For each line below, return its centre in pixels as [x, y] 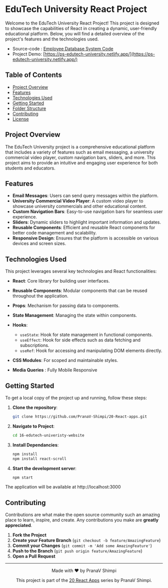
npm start [23, 477]
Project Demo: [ [28, 54]
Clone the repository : [35, 407]
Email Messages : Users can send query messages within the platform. [85, 195]
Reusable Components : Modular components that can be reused [80, 290]
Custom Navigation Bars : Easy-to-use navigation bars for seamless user [87, 211]
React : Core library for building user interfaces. [61, 281]
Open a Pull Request [34, 556]
